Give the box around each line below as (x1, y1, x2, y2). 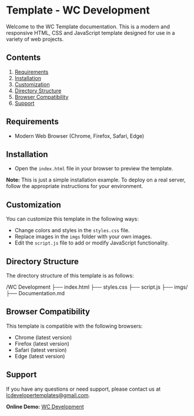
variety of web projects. (6, 35, 64, 42)
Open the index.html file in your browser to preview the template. (14, 165, 173, 172)
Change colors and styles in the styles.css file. (14, 227, 130, 234)
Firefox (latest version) (14, 340, 69, 347)
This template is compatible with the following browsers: (6, 322, 143, 329)
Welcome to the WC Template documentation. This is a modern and (6, 23, 170, 30)
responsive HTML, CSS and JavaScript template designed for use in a (6, 29, 175, 36)
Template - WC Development (6, 4, 150, 17)
